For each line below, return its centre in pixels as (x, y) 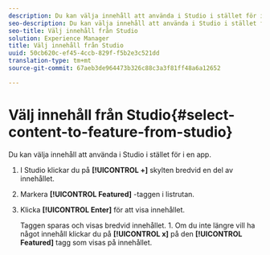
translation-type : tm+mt (50, 61)
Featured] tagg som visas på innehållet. (86, 242)
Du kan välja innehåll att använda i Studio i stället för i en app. (110, 154)
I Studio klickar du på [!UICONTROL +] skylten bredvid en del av (126, 170)
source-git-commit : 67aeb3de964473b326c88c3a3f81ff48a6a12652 (115, 68)
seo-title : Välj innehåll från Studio (73, 31)
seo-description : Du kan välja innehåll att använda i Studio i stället (133, 23)
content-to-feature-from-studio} (121, 132)
